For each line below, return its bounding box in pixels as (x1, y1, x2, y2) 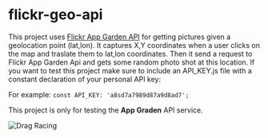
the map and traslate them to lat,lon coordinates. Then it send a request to (8, 49, 253, 58)
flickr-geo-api (8, 6, 103, 24)
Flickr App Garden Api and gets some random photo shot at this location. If (8, 57, 255, 67)
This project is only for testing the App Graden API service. (8, 105, 204, 115)
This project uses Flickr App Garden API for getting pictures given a (8, 32, 231, 41)
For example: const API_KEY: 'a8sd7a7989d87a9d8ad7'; (8, 89, 190, 99)
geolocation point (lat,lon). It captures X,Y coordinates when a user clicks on (8, 40, 260, 49)
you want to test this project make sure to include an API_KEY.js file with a (8, 65, 252, 75)
